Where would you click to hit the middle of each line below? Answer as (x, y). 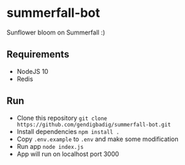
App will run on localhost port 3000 (68, 154)
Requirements (38, 54)
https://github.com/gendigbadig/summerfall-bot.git (94, 124)
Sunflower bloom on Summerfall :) (56, 32)
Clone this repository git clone (62, 118)
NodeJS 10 (32, 71)
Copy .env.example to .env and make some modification (97, 139)
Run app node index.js (50, 146)
